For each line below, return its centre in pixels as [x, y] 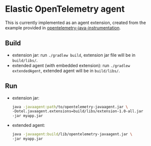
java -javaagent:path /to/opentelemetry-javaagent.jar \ [70, 107]
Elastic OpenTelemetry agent [65, 9]
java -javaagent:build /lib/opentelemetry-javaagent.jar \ [72, 134]
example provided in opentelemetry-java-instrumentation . [63, 27]
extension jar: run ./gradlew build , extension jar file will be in [74, 55]
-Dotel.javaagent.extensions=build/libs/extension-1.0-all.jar [78, 111]
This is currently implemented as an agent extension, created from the [75, 23]
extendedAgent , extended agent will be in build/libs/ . [66, 71]
